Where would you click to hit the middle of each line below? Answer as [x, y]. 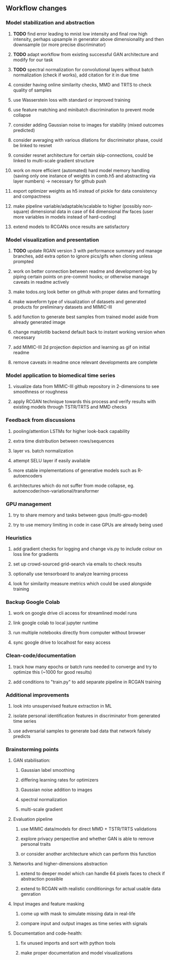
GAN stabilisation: [32, 760]
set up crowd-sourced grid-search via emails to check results [77, 564]
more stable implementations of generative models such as [75, 470]
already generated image [39, 322]
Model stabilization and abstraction [50, 23]
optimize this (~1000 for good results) [52, 672]
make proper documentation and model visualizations [77, 953]
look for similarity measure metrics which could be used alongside [82, 584]
